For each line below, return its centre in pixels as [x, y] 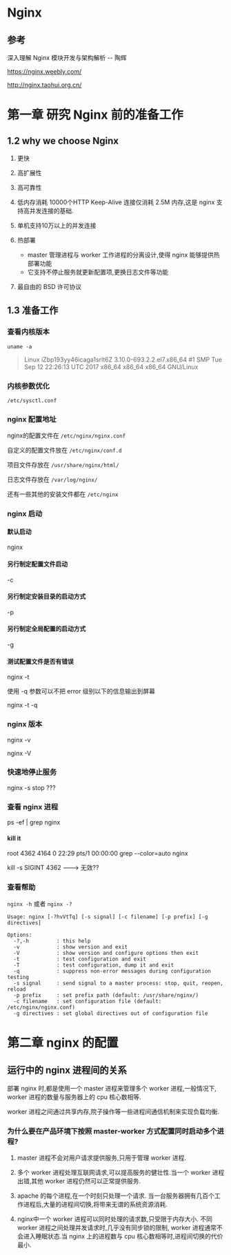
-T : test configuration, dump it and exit [94, 965]
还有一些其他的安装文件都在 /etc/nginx [63, 494]
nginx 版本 [25, 724]
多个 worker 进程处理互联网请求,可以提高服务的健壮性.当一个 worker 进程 [121, 1172]
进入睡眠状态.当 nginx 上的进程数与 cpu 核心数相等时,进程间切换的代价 [123, 1236]
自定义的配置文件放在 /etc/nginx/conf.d [64, 451]
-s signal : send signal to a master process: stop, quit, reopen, [119, 983]
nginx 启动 [25, 514]
